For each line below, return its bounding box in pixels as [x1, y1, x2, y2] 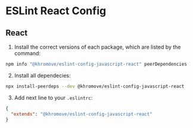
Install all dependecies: [14, 72, 71, 79]
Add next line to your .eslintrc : [14, 94, 93, 101]
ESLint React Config [5, 4, 107, 18]
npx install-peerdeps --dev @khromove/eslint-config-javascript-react [5, 83, 185, 89]
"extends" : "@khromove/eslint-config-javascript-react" [11, 111, 152, 117]
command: [14, 50, 41, 57]
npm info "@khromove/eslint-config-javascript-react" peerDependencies [5, 61, 187, 67]
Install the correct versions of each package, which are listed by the [14, 43, 181, 50]
